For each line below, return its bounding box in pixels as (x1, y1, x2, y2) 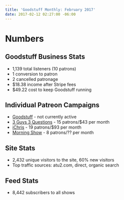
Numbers (5, 33, 44, 44)
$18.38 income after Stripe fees (12, 81, 76, 87)
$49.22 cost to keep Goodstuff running (12, 87, 92, 93)
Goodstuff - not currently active (12, 114, 77, 120)
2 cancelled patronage (12, 76, 58, 82)
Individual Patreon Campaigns (5, 100, 100, 109)
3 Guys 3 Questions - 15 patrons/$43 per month (12, 119, 110, 125)
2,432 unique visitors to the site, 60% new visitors (12, 157, 115, 163)
